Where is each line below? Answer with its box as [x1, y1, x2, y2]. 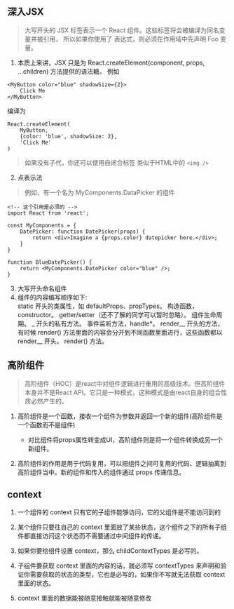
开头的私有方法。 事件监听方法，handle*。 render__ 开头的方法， [36, 319, 224, 328]
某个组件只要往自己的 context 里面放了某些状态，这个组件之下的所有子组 [17, 523, 228, 531]
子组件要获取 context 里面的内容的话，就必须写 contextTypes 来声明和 [17, 561, 221, 570]
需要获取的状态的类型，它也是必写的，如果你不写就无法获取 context [29, 570, 226, 579]
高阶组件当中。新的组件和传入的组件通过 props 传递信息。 [17, 468, 186, 476]
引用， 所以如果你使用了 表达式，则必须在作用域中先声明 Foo [43, 34, 219, 43]
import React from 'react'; [7, 209, 90, 217]
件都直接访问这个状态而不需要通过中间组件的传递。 [17, 532, 165, 540]
